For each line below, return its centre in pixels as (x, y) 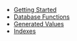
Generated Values (39, 24)
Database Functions (42, 17)
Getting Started (35, 10)
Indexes (25, 31)
